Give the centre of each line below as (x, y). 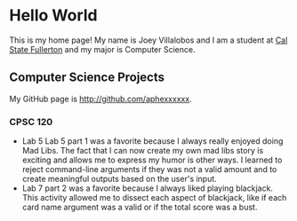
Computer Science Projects (87, 78)
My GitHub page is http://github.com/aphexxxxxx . (101, 99)
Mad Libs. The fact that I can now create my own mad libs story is (143, 151)
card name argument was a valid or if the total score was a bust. (140, 207)
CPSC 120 (31, 122)
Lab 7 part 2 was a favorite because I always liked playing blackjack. (148, 188)
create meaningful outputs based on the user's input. (120, 179)
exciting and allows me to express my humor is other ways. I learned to (152, 160)
